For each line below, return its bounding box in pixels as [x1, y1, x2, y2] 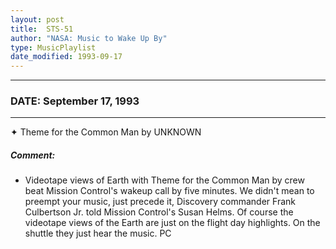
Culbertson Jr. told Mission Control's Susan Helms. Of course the [24, 206, 294, 218]
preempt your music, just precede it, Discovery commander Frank [24, 196, 296, 208]
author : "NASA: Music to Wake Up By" [10, 33, 168, 43]
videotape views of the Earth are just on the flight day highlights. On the [24, 217, 321, 229]
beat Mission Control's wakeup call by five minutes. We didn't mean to [24, 185, 315, 197]
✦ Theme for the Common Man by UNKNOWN [10, 126, 202, 138]
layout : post [10, 14, 65, 25]
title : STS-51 [10, 24, 74, 34]
